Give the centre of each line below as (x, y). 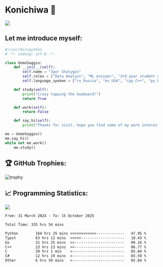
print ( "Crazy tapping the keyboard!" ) (62, 94)
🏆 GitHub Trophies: (36, 163)
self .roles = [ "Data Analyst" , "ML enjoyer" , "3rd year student (89, 76)
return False (36, 112)
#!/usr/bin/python (24, 50)
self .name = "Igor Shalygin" (52, 72)
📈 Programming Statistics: (47, 193)
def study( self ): (31, 89)
